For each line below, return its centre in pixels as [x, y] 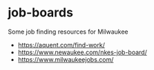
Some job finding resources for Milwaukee [68, 32]
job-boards [40, 13]
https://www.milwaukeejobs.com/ [66, 59]
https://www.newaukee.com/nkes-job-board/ [82, 52]
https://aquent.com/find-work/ [61, 45]
